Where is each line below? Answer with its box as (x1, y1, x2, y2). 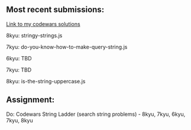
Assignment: (6, 95, 55, 105)
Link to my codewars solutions (6, 20, 81, 27)
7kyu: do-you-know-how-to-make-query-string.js (6, 43, 128, 50)
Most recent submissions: (6, 5, 105, 15)
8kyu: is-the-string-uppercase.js (6, 77, 86, 84)
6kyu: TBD (6, 54, 32, 61)
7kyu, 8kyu (6, 116, 34, 123)
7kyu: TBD (6, 66, 32, 73)
